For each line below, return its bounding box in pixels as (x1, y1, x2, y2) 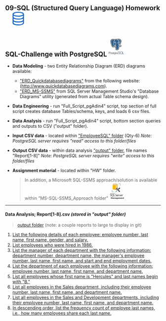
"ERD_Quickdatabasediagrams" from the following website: (19, 78, 140, 84)
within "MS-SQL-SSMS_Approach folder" (24, 195, 109, 201)
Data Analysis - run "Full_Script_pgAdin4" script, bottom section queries (12, 118, 161, 124)
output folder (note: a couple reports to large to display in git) (17, 222, 142, 228)
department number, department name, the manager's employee (12, 252, 145, 258)
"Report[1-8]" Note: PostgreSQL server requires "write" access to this (12, 153, 155, 159)
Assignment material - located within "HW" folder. (12, 168, 116, 174)
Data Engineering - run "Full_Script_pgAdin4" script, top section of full (12, 103, 157, 109)
